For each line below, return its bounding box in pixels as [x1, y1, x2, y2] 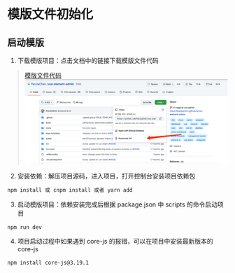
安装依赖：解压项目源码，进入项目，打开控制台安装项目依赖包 [17, 171, 196, 180]
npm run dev [7, 223, 42, 231]
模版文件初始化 [7, 6, 94, 22]
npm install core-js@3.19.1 [7, 260, 90, 267]
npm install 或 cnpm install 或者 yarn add [7, 186, 133, 193]
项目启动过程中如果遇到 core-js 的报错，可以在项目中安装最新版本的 [17, 237, 213, 246]
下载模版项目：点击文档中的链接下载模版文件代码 [17, 57, 159, 64]
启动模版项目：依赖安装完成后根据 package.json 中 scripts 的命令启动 [17, 200, 218, 209]
